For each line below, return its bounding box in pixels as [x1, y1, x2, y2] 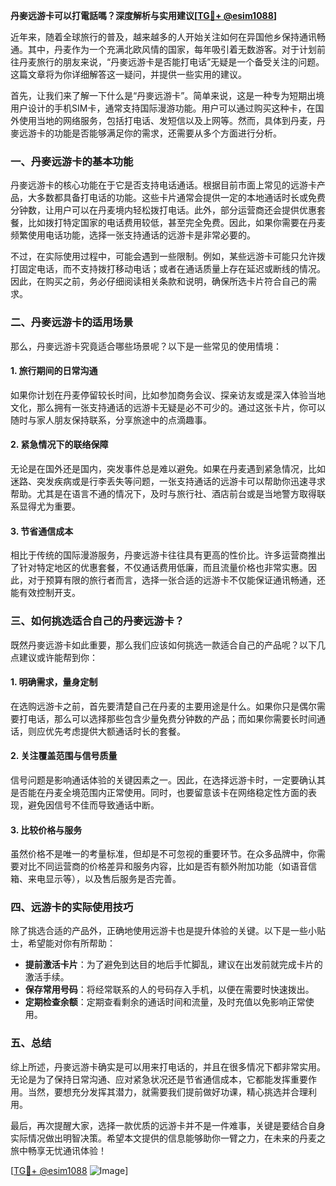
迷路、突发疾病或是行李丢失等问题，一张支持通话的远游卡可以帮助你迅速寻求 [10, 475, 326, 487]
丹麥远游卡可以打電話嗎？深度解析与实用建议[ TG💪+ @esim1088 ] [10, 10, 278, 21]
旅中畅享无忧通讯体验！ [10, 1144, 107, 1156]
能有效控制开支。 [10, 587, 81, 599]
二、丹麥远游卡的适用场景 [10, 315, 134, 329]
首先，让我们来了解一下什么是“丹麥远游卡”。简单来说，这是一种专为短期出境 [10, 90, 325, 101]
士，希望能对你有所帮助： [10, 937, 116, 949]
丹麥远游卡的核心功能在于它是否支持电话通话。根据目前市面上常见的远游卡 [10, 179, 317, 191]
